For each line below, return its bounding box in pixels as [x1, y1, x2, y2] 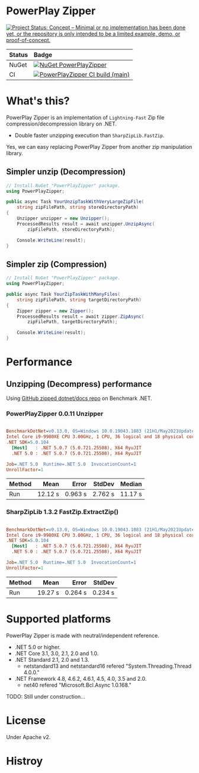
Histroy [6, 754, 43, 768]
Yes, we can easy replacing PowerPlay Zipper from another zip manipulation [6, 143, 192, 150]
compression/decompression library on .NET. [6, 120, 117, 127]
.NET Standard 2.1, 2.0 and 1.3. [14, 656, 89, 663]
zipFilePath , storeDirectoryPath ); [27, 226, 115, 233]
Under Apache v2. [6, 733, 51, 740]
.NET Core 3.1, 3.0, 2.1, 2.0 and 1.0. [14, 650, 99, 657]
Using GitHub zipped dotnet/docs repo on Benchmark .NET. [6, 395, 152, 402]
